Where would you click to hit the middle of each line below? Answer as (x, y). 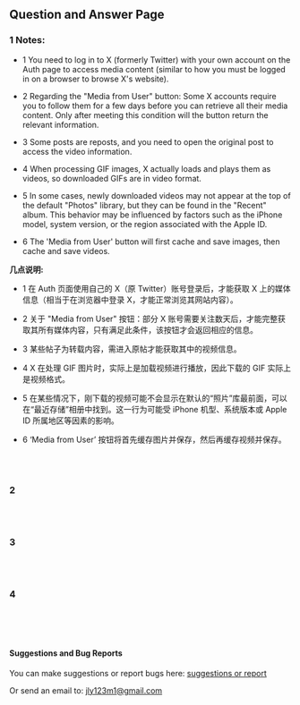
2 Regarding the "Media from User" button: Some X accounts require (149, 96)
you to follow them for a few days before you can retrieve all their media (155, 106)
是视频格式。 (46, 378)
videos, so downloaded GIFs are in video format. (111, 178)
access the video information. (77, 151)
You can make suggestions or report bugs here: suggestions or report (138, 673)
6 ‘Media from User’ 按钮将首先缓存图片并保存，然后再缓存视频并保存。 (154, 439)
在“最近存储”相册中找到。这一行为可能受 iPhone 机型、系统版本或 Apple (154, 409)
